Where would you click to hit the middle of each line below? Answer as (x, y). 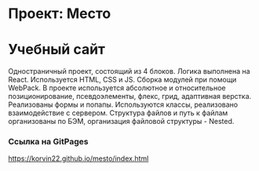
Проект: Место (60, 14)
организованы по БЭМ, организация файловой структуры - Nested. (121, 122)
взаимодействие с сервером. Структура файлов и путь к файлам (118, 113)
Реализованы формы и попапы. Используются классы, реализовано (123, 105)
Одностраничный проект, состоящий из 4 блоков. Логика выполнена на (129, 71)
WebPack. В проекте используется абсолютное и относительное (117, 88)
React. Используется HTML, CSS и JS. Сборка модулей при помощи (122, 80)
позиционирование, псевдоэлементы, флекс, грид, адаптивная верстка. (130, 96)
